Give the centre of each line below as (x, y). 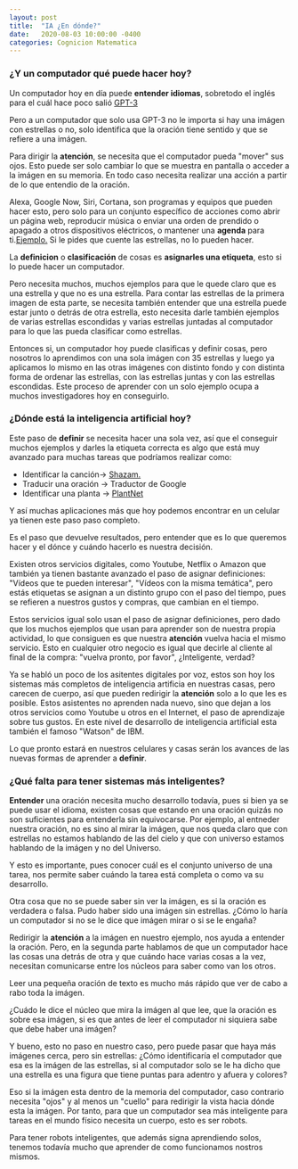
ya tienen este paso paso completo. (75, 520)
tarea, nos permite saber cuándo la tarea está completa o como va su (137, 875)
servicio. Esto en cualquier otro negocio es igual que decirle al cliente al (141, 647)
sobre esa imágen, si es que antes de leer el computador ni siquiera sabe (143, 1020)
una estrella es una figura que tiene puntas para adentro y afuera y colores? (148, 1074)
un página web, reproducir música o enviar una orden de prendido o (134, 220)
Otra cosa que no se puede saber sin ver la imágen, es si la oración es (138, 901)
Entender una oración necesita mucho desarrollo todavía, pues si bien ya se (149, 801)
